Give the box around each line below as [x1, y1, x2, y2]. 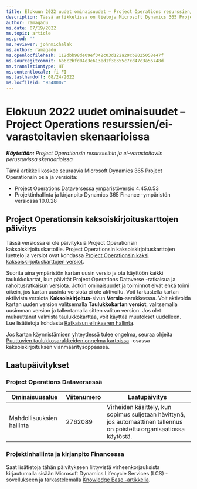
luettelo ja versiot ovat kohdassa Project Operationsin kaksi [6, 251, 149, 259]
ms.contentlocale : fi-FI [6, 69, 67, 75]
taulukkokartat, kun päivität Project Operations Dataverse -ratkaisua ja [6, 275, 176, 282]
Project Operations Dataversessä [6, 378, 103, 386]
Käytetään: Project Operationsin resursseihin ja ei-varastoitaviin [6, 149, 163, 157]
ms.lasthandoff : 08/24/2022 [6, 74, 75, 80]
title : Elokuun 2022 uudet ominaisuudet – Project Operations [6, 8, 161, 15]
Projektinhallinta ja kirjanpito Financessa [6, 450, 125, 458]
